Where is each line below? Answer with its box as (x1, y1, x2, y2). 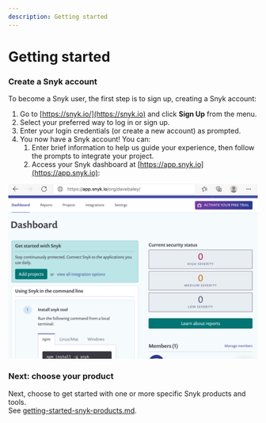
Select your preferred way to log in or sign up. (19, 118, 170, 127)
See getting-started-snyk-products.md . (8, 406, 137, 415)
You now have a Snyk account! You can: (19, 134, 151, 144)
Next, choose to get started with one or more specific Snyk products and (8, 388, 246, 398)
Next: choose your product (8, 371, 114, 382)
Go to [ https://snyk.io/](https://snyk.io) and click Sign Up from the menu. (19, 109, 257, 119)
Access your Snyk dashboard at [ (31, 160, 141, 169)
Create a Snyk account (8, 76, 97, 87)
